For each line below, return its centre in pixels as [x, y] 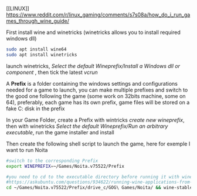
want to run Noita [27, 150]
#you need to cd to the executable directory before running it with [93, 177]
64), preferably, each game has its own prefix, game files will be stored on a [98, 102]
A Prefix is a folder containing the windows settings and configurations [92, 83]
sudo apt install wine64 [36, 49]
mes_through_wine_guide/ [38, 21]
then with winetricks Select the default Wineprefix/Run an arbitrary [87, 126]
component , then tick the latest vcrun [52, 72]
